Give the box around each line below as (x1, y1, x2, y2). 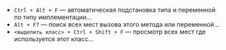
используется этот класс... (13, 35, 94, 43)
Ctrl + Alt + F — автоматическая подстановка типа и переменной (13, 6, 216, 14)
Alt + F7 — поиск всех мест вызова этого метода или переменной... (13, 21, 220, 28)
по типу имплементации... (13, 13, 92, 21)
